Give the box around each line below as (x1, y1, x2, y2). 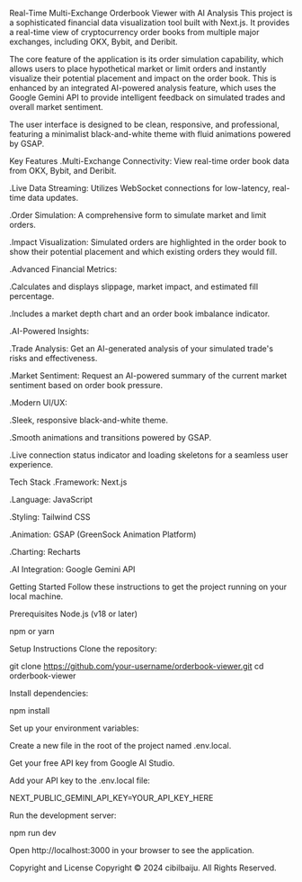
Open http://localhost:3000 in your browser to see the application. (9, 845, 254, 855)
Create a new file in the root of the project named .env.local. (9, 741, 232, 750)
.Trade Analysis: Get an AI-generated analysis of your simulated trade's (9, 343, 274, 354)
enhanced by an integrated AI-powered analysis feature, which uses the (9, 83, 277, 93)
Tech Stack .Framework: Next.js (9, 477, 128, 487)
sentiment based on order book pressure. (9, 380, 164, 390)
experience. (9, 459, 54, 469)
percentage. (9, 291, 55, 301)
